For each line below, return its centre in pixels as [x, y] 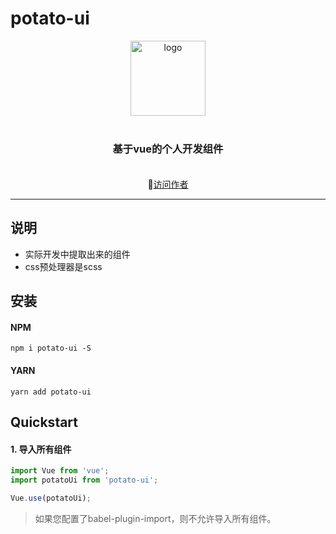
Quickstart [44, 422]
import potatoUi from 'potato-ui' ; [84, 480]
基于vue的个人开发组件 [168, 149]
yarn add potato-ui [51, 392]
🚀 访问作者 [168, 184]
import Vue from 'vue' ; [60, 471]
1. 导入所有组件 [41, 449]
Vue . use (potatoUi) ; [51, 498]
